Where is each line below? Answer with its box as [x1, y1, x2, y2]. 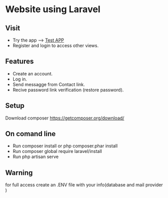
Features [5, 57, 34, 66]
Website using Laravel [5, 4, 101, 15]
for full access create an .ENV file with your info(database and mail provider [5, 182, 163, 188]
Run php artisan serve [12, 153, 59, 160]
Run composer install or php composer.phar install [12, 143, 118, 149]
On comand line [5, 130, 56, 138]
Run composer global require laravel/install [12, 148, 102, 154]
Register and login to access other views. [12, 43, 99, 49]
